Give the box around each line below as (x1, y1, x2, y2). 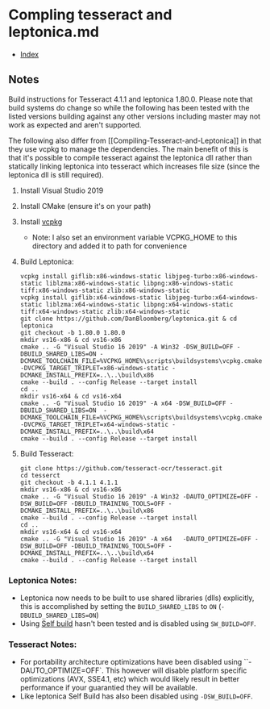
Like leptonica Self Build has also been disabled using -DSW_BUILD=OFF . (19, 691, 254, 701)
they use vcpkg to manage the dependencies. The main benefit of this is (8, 144, 248, 154)
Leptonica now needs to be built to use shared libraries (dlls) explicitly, (19, 593, 255, 603)
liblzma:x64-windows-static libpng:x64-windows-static (45, 300, 234, 308)
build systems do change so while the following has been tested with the (8, 102, 250, 112)
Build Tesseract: (19, 448, 74, 458)
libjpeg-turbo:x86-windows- (164, 272, 260, 280)
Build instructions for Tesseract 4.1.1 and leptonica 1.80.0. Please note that (8, 94, 253, 104)
